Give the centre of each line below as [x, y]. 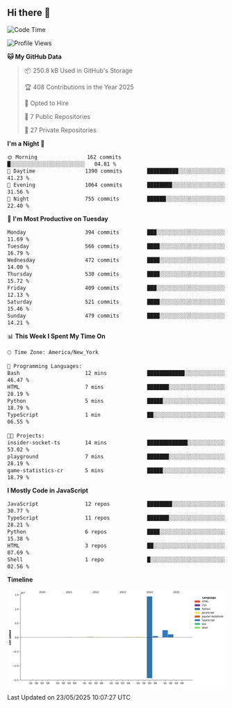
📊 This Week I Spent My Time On [56, 336]
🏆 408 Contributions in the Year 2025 [79, 87]
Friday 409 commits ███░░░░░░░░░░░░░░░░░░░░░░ [116, 288]
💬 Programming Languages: [44, 366]
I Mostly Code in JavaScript [48, 490]
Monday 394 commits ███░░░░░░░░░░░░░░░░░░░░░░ [116, 232]
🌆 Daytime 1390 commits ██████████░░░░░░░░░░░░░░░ [116, 171]
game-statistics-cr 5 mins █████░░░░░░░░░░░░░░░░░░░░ [116, 470]
